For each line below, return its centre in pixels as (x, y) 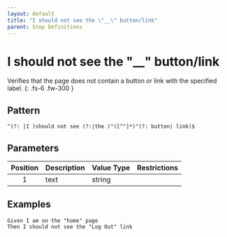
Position (25, 168)
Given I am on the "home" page (53, 221)
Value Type (111, 168)
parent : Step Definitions (45, 27)
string (101, 180)
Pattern (24, 110)
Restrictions (158, 168)
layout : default (31, 14)
